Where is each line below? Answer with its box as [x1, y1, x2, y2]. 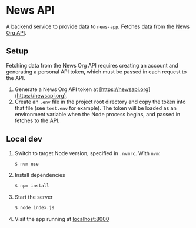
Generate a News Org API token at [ [14, 86, 102, 93]
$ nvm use [14, 161, 39, 167]
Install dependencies [14, 172, 66, 179]
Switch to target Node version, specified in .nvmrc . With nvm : [14, 149, 161, 156]
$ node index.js [14, 205, 55, 211]
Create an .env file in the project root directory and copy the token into [14, 98, 186, 105]
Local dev [6, 134, 43, 144]
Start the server [14, 193, 53, 200]
